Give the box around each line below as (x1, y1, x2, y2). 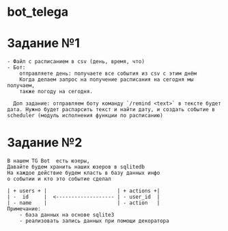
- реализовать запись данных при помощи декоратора (19, 217, 169, 225)
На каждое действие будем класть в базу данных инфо (7, 169, 160, 177)
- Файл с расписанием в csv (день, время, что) (7, 58, 145, 65)
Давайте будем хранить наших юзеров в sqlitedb (7, 164, 145, 171)
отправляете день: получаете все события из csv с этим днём (19, 70, 197, 77)
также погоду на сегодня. (19, 88, 94, 95)
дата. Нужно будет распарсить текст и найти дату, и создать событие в (7, 106, 215, 113)
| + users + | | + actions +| (7, 188, 160, 195)
